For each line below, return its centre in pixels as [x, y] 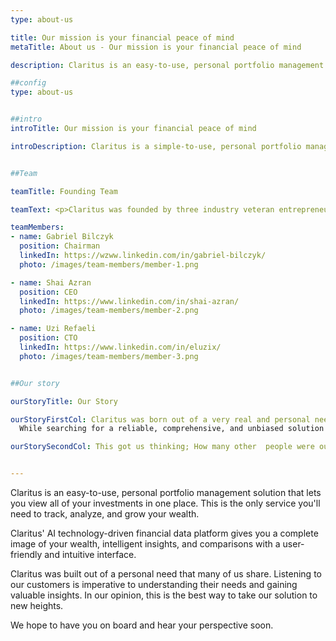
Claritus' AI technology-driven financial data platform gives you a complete [164, 533]
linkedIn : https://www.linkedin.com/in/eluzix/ [120, 347]
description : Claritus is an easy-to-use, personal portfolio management [167, 65]
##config [28, 83]
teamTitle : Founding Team [64, 191]
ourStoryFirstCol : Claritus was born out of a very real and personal [160, 419]
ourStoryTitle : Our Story [64, 401]
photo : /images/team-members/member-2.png [109, 311]
